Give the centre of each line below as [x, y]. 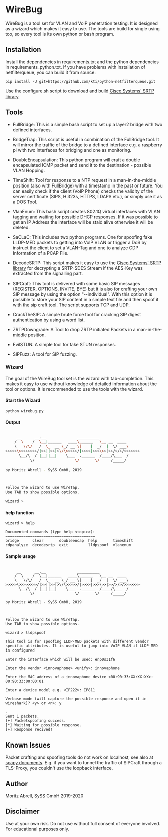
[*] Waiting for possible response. [43, 725]
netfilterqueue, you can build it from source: [51, 72]
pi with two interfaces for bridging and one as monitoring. [72, 150]
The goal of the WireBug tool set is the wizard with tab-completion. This [79, 378]
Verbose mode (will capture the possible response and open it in [76, 699]
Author [16, 783]
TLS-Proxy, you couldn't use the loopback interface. [59, 768]
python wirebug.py [24, 411]
